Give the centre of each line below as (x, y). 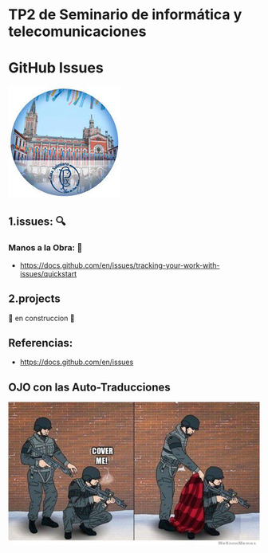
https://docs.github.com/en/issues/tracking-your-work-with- (120, 265)
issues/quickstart (48, 273)
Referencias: (41, 343)
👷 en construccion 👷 (41, 318)
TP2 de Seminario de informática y (125, 15)
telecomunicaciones (77, 31)
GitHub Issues (56, 68)
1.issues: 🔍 (37, 221)
